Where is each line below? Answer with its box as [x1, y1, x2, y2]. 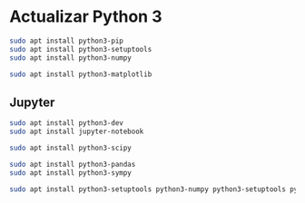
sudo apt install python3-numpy [9, 53, 132, 63]
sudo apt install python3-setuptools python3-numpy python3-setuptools [9, 184, 286, 194]
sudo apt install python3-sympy [9, 168, 132, 178]
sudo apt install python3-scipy [9, 143, 132, 152]
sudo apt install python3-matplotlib [9, 70, 152, 79]
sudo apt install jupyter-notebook [9, 127, 144, 137]
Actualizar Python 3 [9, 6, 162, 27]
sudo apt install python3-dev [9, 119, 124, 128]
